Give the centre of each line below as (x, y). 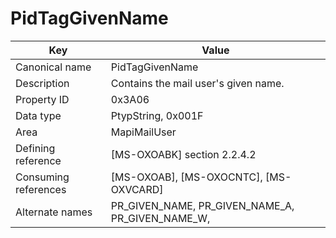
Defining (35, 148)
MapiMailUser (143, 132)
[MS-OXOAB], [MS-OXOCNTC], (186, 177)
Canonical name (53, 67)
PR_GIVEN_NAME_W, (160, 218)
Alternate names (54, 212)
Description (42, 83)
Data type (38, 115)
